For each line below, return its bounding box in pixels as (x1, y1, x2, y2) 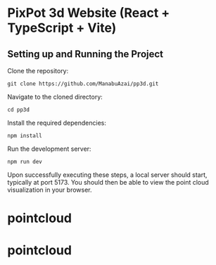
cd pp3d (7, 106, 30, 113)
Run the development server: (7, 144, 91, 153)
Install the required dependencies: (7, 118, 107, 127)
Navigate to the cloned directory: (7, 93, 103, 101)
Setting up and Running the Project (7, 48, 164, 60)
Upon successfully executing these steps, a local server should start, (7, 171, 208, 179)
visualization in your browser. (7, 185, 93, 194)
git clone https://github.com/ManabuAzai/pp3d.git (7, 80, 159, 87)
